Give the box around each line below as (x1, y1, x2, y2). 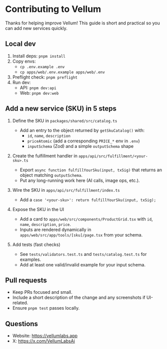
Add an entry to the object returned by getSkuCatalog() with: (19, 127, 145, 133)
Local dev (5, 40, 36, 48)
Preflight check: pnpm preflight (12, 74, 78, 80)
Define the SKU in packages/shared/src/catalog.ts (12, 117, 118, 123)
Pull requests (5, 276, 47, 284)
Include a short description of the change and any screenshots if (12, 295, 146, 301)
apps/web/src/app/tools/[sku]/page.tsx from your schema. (19, 232, 143, 237)
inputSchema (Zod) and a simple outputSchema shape (27, 143, 134, 149)
